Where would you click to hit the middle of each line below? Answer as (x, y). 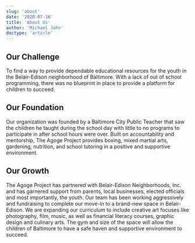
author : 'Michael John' (35, 28)
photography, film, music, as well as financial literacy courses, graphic (90, 216)
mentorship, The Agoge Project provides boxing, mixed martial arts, (87, 140)
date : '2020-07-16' (30, 17)
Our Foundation (35, 108)
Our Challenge (33, 57)
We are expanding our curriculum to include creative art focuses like (107, 210)
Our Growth (28, 171)
